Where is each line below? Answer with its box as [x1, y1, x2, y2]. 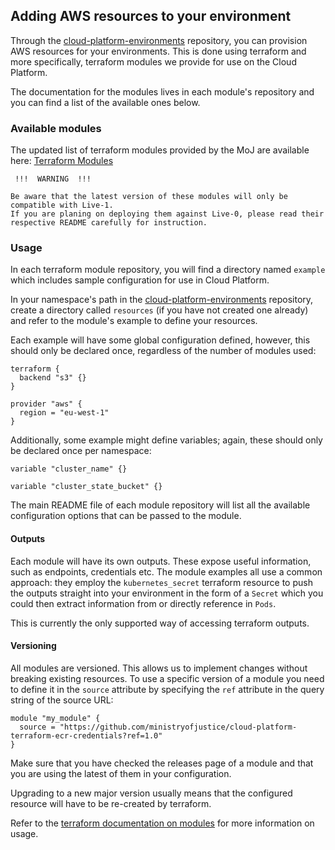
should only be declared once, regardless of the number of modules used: [10, 345, 317, 357]
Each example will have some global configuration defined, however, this [10, 334, 311, 346]
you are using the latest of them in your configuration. [10, 767, 232, 779]
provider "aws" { [10, 399, 83, 409]
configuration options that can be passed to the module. [10, 510, 242, 522]
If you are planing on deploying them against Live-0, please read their [10, 209, 325, 219]
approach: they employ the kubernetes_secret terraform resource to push [10, 576, 313, 588]
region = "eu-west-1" [19, 408, 110, 418]
